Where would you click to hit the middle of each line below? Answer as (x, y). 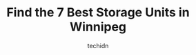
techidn (98, 45)
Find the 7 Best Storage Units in (98, 13)
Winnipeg (98, 27)
